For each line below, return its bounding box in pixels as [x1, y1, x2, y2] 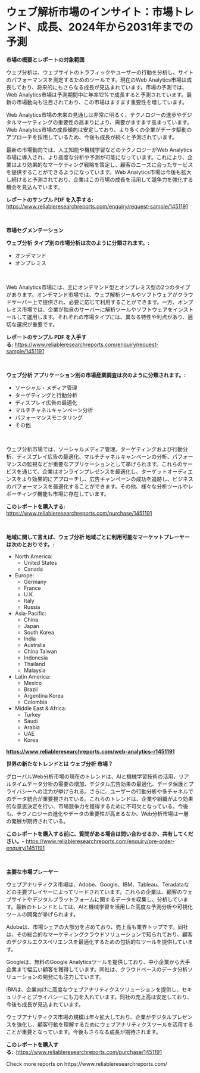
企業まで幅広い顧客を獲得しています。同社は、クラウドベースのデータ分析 [6, 966, 188, 973]
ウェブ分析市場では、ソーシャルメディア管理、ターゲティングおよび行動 [6, 445, 183, 453]
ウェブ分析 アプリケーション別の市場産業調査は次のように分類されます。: [6, 371, 186, 378]
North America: [14, 552, 52, 560]
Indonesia [23, 654, 48, 661]
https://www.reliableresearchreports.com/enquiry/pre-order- [26, 838, 175, 845]
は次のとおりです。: [6, 540, 55, 548]
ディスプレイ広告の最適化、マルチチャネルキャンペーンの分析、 [16, 453, 173, 460]
